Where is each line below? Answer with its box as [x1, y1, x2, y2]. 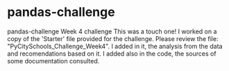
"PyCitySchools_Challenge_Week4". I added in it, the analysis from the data [7, 42, 223, 50]
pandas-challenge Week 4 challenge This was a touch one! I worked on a [7, 27, 217, 35]
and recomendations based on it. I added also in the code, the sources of [7, 49, 217, 58]
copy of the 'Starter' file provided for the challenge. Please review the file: [7, 34, 219, 42]
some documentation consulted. [7, 56, 100, 65]
